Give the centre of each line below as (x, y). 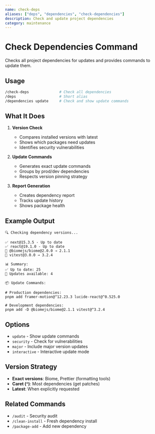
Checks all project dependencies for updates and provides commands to (78, 61)
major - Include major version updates (50, 347)
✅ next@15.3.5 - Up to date (34, 242)
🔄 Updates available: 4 (29, 274)
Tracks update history (41, 201)
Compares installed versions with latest (58, 137)
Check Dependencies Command (71, 47)
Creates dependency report (47, 195)
